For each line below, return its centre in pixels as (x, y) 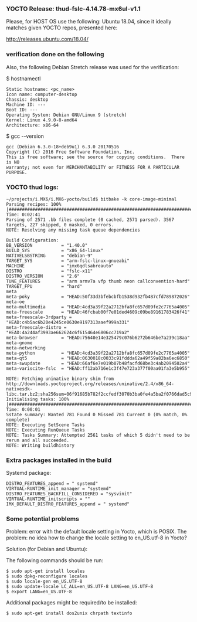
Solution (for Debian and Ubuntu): (47, 549)
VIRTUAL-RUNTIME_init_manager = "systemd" (59, 489)
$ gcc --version (25, 136)
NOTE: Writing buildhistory (40, 445)
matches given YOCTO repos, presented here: (62, 28)
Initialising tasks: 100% (38, 399)
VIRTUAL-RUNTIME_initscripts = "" (48, 499)
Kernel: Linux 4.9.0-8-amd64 (42, 120)
